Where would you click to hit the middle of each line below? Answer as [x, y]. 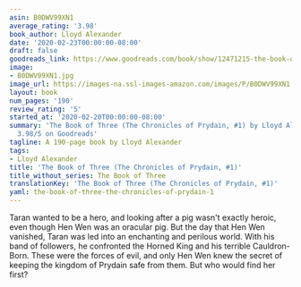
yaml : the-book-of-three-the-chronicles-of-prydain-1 [112, 192]
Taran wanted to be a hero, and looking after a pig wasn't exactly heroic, [143, 217]
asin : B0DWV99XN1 [42, 17]
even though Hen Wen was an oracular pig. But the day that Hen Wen [138, 227]
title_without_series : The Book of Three [88, 175]
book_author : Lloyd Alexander [66, 34]
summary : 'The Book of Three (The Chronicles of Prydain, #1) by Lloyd [146, 126]
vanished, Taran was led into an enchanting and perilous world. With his [142, 236]
